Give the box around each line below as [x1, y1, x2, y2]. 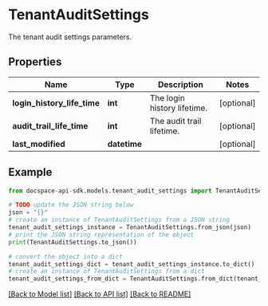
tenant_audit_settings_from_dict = [8, 275, 127, 283]
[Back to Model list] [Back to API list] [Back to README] [8, 289, 191, 299]
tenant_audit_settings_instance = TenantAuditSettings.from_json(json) [8, 224, 251, 232]
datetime [107, 138, 142, 149]
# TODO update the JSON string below [8, 201, 134, 209]
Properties [8, 55, 62, 69]
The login [149, 92, 185, 103]
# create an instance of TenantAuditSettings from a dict [8, 268, 205, 276]
